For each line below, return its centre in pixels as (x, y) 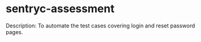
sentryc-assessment (60, 9)
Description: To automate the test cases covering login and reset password (100, 26)
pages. (14, 32)
